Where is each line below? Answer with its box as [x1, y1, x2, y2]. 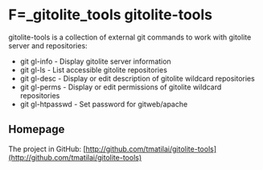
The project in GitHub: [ [8, 143, 86, 154]
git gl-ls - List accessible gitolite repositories [19, 64, 167, 74]
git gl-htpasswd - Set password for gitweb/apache [19, 99, 188, 109]
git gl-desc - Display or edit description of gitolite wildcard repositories [19, 73, 255, 83]
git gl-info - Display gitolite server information [19, 56, 171, 66]
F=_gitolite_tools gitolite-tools [8, 6, 213, 24]
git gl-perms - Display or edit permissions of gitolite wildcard [19, 82, 222, 92]
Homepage [8, 122, 65, 136]
